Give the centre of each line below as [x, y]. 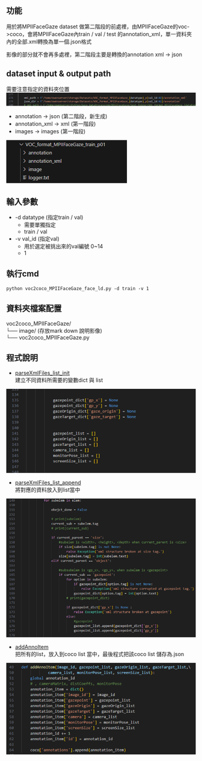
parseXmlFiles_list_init [42, 373]
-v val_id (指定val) [37, 239]
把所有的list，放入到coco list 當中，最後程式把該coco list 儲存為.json [99, 654]
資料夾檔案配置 [34, 308]
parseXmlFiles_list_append [48, 482]
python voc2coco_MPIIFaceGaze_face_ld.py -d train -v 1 [78, 289]
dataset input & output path [59, 74]
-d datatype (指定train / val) [49, 217]
